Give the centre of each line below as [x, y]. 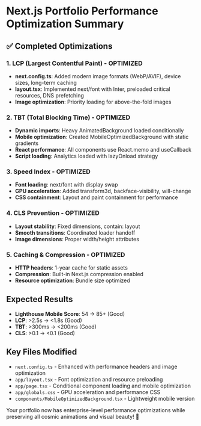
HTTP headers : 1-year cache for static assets [71, 268]
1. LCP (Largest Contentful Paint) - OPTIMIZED [74, 63]
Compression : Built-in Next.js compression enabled [79, 274]
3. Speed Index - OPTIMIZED [49, 171]
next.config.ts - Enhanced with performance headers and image [96, 366]
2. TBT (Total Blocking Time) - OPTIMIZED [68, 117]
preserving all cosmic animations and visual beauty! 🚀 [73, 416]
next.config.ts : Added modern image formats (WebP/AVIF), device [98, 76]
